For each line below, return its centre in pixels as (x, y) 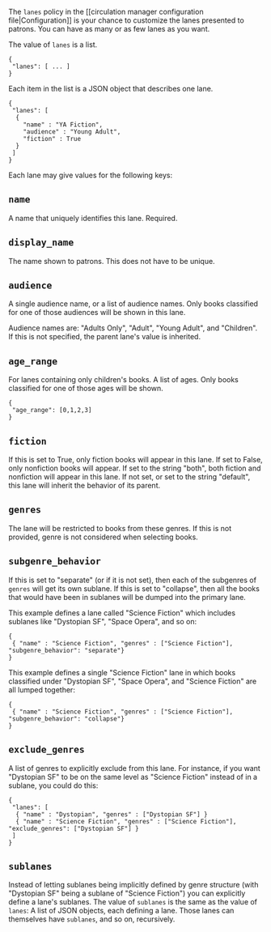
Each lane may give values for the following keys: (90, 175)
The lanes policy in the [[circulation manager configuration (106, 12)
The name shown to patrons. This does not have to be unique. (112, 261)
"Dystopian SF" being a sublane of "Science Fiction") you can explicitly (127, 893)
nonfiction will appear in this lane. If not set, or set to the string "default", (129, 477)
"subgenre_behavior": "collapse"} (67, 719)
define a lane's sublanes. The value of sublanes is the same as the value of (133, 902)
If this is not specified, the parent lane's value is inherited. (104, 337)
